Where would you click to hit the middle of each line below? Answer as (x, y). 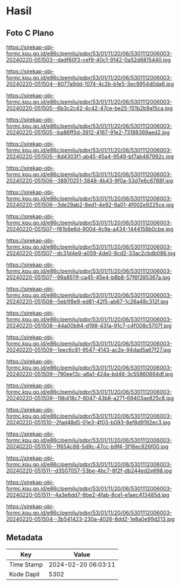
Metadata (24, 538)
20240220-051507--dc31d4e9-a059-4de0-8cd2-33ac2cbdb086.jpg (91, 253)
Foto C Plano (30, 33)
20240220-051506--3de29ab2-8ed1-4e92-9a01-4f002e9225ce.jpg (90, 205)
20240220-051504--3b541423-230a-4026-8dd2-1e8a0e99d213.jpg (90, 519)
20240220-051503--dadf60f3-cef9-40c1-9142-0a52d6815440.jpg (89, 60)
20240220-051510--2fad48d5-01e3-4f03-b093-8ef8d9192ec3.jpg (88, 422)
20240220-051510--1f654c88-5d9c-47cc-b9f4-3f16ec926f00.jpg (87, 446)
